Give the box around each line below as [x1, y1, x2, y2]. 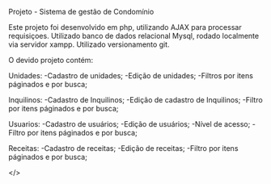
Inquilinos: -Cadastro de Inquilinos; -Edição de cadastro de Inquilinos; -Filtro [8, 95, 263, 104]
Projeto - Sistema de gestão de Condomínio [8, 7, 155, 16]
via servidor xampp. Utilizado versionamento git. [8, 40, 170, 49]
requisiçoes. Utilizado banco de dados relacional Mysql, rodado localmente [8, 31, 260, 40]
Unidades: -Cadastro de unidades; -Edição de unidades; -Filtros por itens [8, 71, 253, 80]
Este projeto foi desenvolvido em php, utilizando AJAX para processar [8, 23, 242, 31]
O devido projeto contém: [8, 56, 94, 65]
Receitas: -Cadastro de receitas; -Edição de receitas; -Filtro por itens [8, 144, 239, 153]
